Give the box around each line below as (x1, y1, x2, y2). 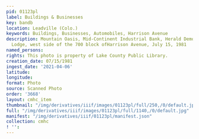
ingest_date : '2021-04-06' (6, 63, 73, 70)
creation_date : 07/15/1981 (6, 58, 73, 64)
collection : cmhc (6, 119, 49, 125)
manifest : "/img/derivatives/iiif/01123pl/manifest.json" (6, 113, 152, 119)
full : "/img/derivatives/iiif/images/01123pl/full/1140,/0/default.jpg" (6, 108, 190, 114)
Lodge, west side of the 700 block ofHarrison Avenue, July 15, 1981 (11, 42, 187, 48)
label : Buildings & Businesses (6, 14, 84, 20)
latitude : (6, 69, 31, 75)
